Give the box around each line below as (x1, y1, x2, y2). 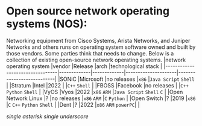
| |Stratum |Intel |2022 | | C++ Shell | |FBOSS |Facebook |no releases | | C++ (6, 81, 189, 89)
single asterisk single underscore (6, 113, 89, 120)
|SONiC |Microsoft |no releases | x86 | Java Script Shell (58, 75, 195, 83)
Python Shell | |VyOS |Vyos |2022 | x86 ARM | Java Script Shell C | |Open (6, 88, 183, 95)
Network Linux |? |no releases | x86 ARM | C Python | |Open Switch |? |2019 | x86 (6, 95, 196, 102)
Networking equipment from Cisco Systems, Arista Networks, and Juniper (6, 37, 191, 44)
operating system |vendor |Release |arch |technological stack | (6, 62, 163, 70)
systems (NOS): (6, 17, 87, 31)
